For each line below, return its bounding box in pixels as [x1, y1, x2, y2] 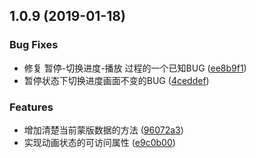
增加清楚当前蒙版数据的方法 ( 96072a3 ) [23, 124, 184, 136]
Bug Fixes [9, 38, 59, 52]
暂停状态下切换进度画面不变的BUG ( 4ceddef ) [23, 74, 210, 86]
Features [9, 100, 54, 114]
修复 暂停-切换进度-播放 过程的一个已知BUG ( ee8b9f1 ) [23, 62, 247, 74]
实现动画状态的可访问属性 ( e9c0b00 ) [23, 136, 176, 148]
